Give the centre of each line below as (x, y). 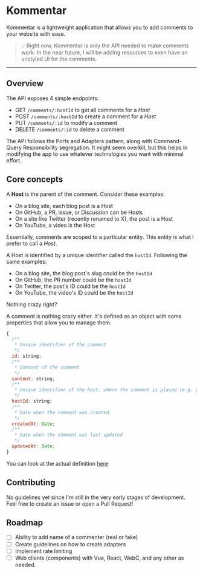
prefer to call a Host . (32, 243)
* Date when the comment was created (62, 412)
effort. (14, 160)
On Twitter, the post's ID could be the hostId (70, 286)
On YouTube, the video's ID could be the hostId (74, 292)
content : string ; (34, 379)
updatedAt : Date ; (34, 446)
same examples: (27, 261)
